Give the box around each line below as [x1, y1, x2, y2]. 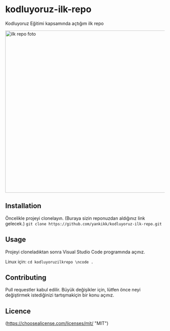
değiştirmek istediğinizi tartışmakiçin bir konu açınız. [5, 292, 114, 298]
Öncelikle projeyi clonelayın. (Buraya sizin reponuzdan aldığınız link [5, 215, 145, 221]
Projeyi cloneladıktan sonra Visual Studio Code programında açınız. [5, 249, 145, 255]
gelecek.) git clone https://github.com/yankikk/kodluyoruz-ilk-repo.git [5, 220, 162, 226]
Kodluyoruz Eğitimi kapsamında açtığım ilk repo [5, 20, 104, 26]
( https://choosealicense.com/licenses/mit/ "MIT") [5, 320, 109, 326]
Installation [5, 202, 41, 210]
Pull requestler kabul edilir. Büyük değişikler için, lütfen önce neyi [5, 287, 141, 293]
